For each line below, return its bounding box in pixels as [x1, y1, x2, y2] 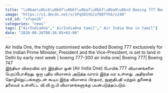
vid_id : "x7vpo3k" [5, 16, 43, 21]
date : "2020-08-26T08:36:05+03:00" [5, 30, 79, 35]
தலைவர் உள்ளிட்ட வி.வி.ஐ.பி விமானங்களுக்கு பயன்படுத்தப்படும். [5, 82, 126, 88]
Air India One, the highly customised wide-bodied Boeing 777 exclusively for [5, 44, 163, 50]
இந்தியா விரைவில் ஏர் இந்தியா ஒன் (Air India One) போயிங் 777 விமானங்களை [5, 65, 154, 71]
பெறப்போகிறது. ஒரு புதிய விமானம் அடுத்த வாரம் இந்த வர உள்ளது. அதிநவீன [5, 71, 153, 77]
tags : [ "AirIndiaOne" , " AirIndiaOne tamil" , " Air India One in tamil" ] [5, 26, 157, 31]
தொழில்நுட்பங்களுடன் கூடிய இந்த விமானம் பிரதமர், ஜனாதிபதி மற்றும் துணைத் [5, 77, 151, 82]
